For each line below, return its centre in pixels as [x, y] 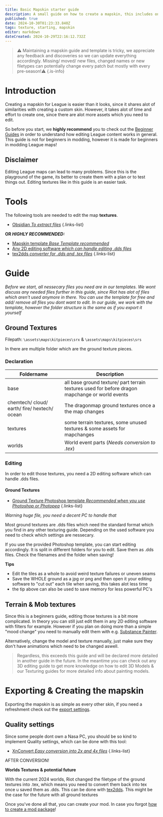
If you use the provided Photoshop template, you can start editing [71, 544]
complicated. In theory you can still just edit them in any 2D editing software [81, 621]
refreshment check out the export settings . [48, 709]
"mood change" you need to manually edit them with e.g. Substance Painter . [81, 631]
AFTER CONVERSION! [27, 760]
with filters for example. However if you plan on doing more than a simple [78, 626]
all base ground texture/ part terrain [105, 382]
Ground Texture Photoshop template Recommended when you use [79, 501]
